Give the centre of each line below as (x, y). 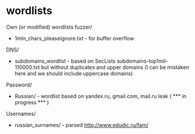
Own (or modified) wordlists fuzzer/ (49, 27)
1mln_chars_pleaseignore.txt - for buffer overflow (74, 38)
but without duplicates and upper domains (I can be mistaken (115, 67)
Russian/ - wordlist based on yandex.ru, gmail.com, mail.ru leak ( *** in (100, 96)
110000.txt (27, 67)
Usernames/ (21, 114)
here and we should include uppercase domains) (74, 73)
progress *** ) (32, 102)
